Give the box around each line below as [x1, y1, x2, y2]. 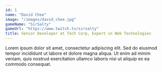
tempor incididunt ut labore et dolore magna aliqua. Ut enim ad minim [5, 50, 151, 56]
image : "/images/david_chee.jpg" [5, 17, 76, 22]
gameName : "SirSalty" [5, 21, 51, 27]
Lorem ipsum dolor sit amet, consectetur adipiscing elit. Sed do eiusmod [5, 45, 157, 51]
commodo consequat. [5, 61, 51, 67]
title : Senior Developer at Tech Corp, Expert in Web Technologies [5, 31, 152, 36]
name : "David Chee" [5, 12, 47, 17]
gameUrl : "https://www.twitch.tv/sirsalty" [5, 26, 99, 31]
